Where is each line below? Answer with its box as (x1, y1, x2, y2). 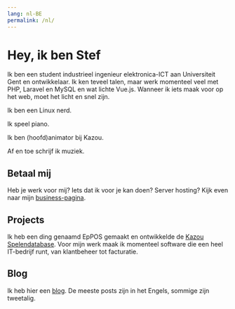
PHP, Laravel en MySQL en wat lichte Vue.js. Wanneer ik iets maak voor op (7, 85, 224, 93)
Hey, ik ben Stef (7, 47, 101, 63)
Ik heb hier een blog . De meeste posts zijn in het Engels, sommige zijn (7, 286, 210, 295)
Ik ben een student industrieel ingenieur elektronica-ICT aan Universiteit (7, 70, 216, 79)
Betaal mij (7, 167, 51, 179)
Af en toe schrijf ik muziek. (7, 147, 85, 155)
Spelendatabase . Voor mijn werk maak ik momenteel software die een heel (7, 240, 223, 249)
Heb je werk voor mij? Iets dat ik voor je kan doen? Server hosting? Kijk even (7, 186, 229, 195)
